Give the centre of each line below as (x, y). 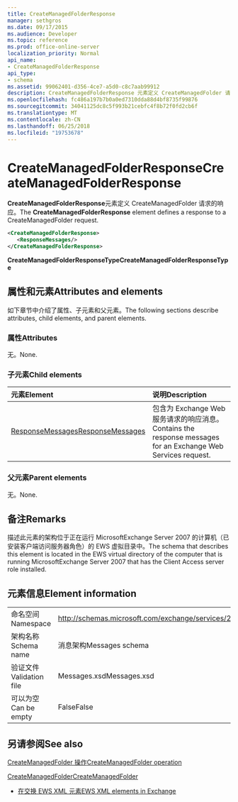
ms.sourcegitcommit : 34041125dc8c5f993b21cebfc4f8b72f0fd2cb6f (103, 106)
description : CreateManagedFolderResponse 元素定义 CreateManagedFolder (115, 93)
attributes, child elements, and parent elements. (77, 318)
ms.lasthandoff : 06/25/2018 (49, 126)
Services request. (181, 455)
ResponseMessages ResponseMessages (78, 432)
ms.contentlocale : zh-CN (44, 119)
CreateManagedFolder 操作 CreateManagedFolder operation (95, 762)
